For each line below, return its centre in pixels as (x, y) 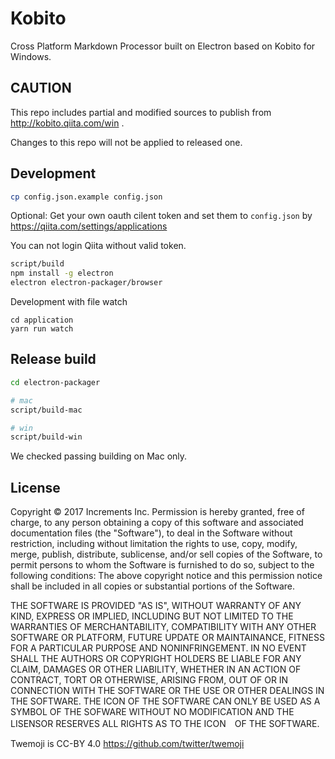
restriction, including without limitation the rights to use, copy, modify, (154, 544)
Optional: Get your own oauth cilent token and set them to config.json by (161, 216)
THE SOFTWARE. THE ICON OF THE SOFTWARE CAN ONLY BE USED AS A (165, 701)
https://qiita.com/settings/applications (89, 226)
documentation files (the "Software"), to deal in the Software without (151, 533)
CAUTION (41, 88)
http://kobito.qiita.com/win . (67, 123)
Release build (53, 359)
